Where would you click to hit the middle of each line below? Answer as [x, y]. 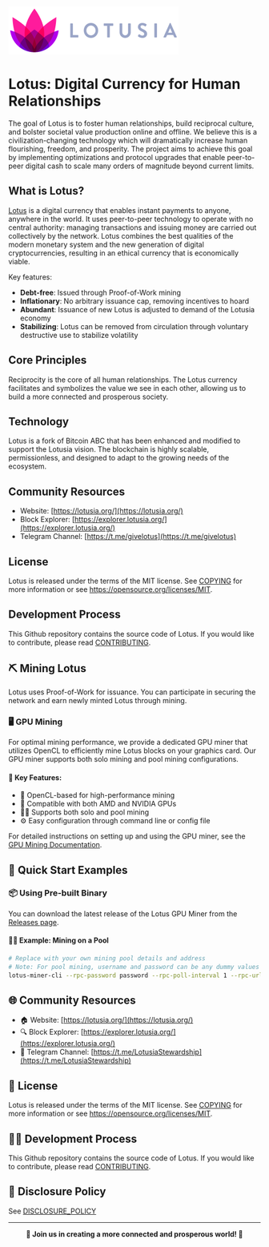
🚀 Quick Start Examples [68, 870]
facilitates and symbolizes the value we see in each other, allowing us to [127, 388]
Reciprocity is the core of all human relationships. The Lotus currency [123, 380]
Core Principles [48, 360]
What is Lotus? [46, 191]
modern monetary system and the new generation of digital [106, 244]
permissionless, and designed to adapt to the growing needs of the [119, 458]
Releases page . [34, 922]
